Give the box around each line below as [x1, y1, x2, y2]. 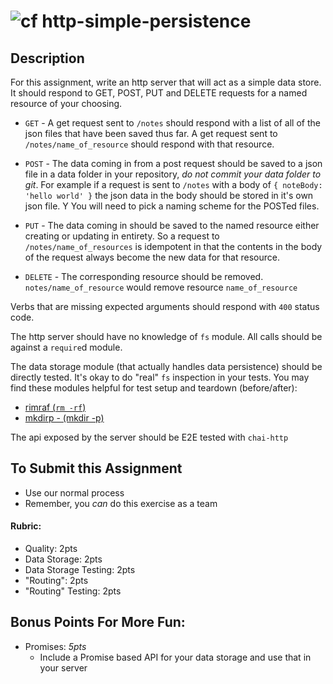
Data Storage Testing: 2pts [24, 564, 136, 576]
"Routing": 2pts [24, 575, 89, 587]
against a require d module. [10, 341, 123, 353]
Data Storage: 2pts [24, 553, 103, 565]
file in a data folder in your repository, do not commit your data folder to [24, 168, 322, 180]
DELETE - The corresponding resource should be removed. [24, 271, 264, 282]
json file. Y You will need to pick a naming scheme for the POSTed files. [24, 200, 320, 212]
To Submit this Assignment [10, 460, 183, 477]
